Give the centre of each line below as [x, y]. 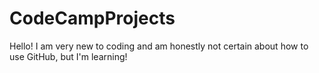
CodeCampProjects [92, 18]
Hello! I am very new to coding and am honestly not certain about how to [159, 46]
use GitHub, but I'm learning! [68, 56]
